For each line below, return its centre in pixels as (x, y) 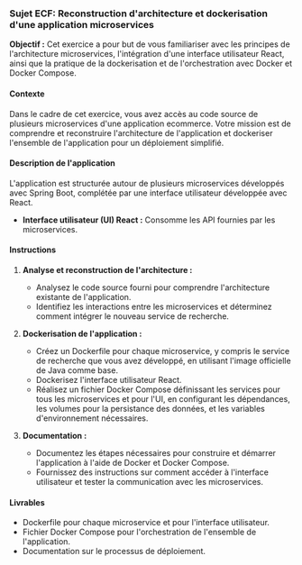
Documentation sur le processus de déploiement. (114, 551)
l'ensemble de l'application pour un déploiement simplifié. (117, 142)
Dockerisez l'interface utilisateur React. (109, 379)
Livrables (27, 502)
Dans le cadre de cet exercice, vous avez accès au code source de (134, 114)
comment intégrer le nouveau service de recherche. (133, 316)
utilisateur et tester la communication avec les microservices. (150, 481)
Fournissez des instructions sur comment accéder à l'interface (152, 472)
